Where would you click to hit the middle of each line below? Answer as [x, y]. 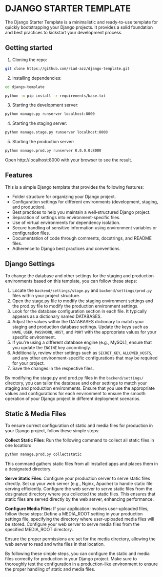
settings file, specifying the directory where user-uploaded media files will [80, 519]
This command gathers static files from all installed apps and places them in [81, 464]
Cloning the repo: [30, 60]
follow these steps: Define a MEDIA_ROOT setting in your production [74, 514]
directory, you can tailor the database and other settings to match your [76, 383]
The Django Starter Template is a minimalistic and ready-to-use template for [81, 22]
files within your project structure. [46, 295]
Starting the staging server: [40, 123]
